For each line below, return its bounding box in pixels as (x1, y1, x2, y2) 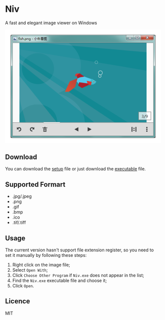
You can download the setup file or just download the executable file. (5, 166, 146, 172)
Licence (5, 297, 31, 306)
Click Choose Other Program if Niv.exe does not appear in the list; (12, 272, 144, 278)
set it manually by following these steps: (5, 252, 87, 258)
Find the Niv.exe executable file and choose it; (12, 278, 107, 283)
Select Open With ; (12, 267, 48, 273)
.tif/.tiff (12, 220, 26, 226)
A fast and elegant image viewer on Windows (5, 20, 97, 26)
